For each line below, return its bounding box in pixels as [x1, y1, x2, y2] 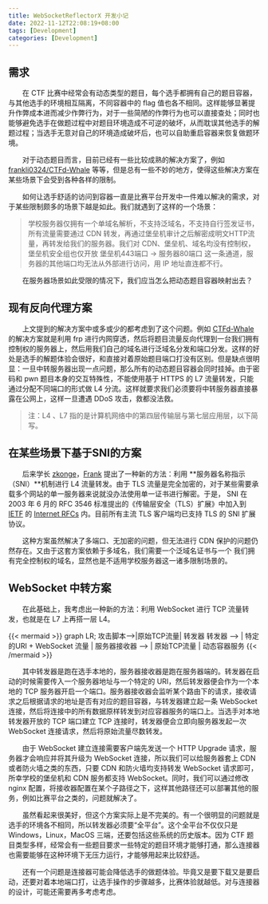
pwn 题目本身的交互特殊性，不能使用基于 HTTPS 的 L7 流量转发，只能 [23, 373, 254, 383]
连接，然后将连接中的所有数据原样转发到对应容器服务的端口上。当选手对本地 [8, 706, 260, 716]
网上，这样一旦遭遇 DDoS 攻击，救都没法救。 [29, 393, 178, 403]
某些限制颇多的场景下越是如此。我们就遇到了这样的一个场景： [14, 202, 218, 211]
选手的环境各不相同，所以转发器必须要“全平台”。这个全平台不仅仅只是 [8, 819, 238, 830]
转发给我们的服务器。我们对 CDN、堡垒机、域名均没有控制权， [49, 239, 255, 248]
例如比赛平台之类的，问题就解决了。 [22, 793, 141, 803]
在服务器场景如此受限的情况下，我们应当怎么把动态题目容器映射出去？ [22, 276, 253, 286]
